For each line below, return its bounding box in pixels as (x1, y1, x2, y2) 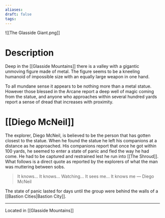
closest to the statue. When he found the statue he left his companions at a (5, 138, 157, 144)
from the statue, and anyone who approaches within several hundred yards (5, 94, 157, 100)
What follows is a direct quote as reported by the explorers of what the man (5, 158, 158, 165)
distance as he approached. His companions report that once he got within (5, 143, 157, 149)
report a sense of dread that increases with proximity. (5, 99, 114, 105)
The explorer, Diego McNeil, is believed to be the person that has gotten (5, 132, 151, 138)
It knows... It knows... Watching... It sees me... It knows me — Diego (17, 173, 154, 180)
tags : (5, 16, 16, 21)
